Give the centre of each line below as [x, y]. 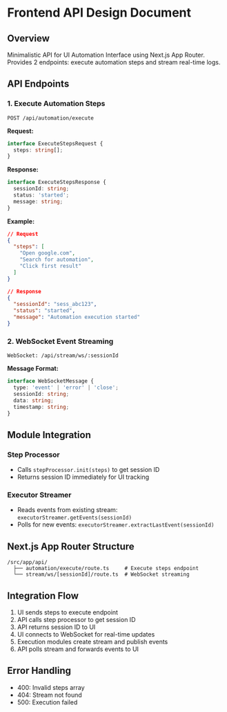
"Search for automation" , [57, 260]
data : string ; [33, 400]
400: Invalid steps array [51, 687]
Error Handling [39, 671]
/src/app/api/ [28, 563]
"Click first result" [50, 266]
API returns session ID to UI [56, 627]
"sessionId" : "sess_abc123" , [55, 304]
